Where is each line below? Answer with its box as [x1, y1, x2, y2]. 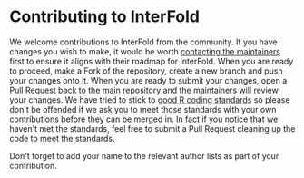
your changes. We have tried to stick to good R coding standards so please [9, 94, 290, 105]
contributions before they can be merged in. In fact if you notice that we [9, 114, 279, 124]
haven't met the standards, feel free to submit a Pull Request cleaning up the [9, 123, 296, 133]
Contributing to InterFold [9, 6, 200, 27]
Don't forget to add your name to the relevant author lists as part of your [9, 150, 279, 161]
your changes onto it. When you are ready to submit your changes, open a [9, 74, 288, 85]
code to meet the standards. [9, 133, 115, 143]
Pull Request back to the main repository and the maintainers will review [9, 84, 279, 95]
